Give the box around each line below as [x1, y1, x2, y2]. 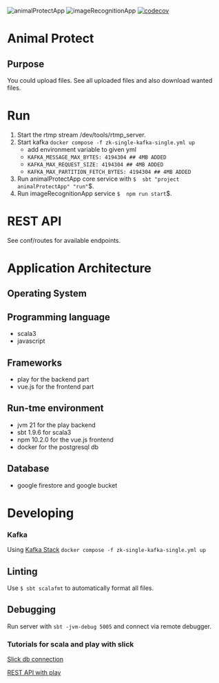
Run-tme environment [7, 402, 105, 414]
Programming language [7, 311, 110, 323]
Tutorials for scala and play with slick [7, 639, 134, 649]
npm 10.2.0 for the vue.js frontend [17, 435, 114, 444]
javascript [17, 337, 45, 345]
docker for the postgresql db [17, 442, 98, 451]
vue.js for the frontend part [17, 383, 94, 391]
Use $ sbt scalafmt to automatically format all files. [7, 584, 154, 592]
